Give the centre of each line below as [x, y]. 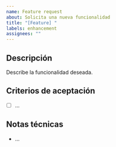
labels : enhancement [32, 28]
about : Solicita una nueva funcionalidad [58, 17]
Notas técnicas [35, 125]
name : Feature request [34, 12]
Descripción [29, 58]
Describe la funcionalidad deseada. [50, 72]
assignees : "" [24, 34]
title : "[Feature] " [32, 23]
